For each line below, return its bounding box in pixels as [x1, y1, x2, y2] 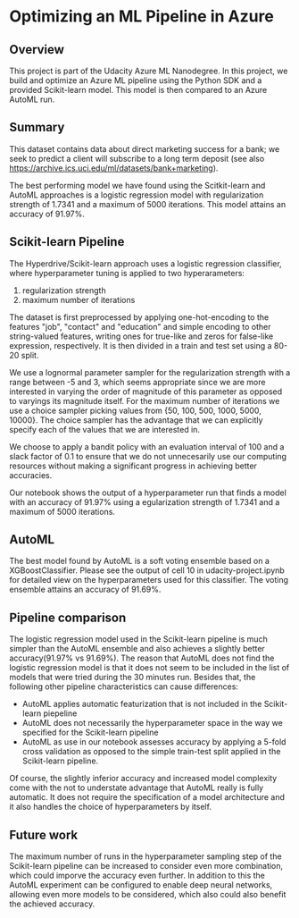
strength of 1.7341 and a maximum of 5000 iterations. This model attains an [9, 198, 287, 209]
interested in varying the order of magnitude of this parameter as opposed [9, 386, 283, 397]
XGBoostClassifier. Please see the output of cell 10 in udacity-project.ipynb [9, 565, 286, 576]
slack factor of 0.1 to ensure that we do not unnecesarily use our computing [9, 451, 287, 461]
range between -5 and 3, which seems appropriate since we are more [9, 376, 266, 387]
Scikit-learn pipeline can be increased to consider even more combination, [9, 861, 284, 872]
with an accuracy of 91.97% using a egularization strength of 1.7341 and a [9, 496, 280, 507]
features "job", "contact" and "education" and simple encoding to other [9, 321, 271, 332]
